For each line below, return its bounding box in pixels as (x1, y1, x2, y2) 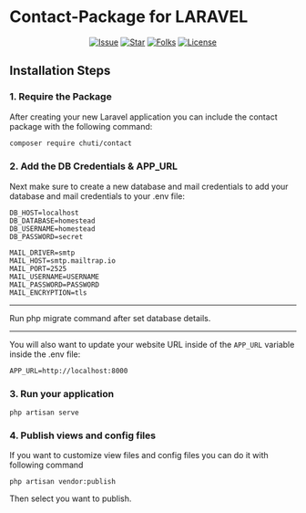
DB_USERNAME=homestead (9, 224, 96, 234)
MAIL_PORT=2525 (9, 264, 67, 273)
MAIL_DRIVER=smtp (9, 248, 76, 257)
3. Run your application (9, 387, 115, 400)
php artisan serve (9, 408, 79, 417)
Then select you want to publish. (9, 493, 132, 504)
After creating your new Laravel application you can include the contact (9, 111, 278, 122)
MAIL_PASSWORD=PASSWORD (9, 280, 100, 289)
